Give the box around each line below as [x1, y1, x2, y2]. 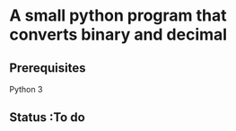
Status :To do [9, 109, 85, 126]
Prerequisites [9, 60, 86, 75]
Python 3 [9, 84, 43, 94]
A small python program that [9, 5, 227, 26]
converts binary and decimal [9, 24, 227, 45]
